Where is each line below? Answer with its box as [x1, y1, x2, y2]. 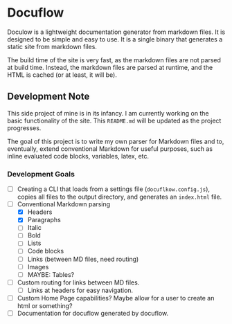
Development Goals [7, 169, 75, 179]
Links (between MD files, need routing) [27, 255, 139, 263]
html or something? [17, 301, 73, 309]
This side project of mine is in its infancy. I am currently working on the [7, 109, 209, 117]
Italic [27, 224, 42, 232]
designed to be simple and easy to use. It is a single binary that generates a [7, 35, 223, 43]
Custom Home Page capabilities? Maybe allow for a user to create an [17, 294, 215, 302]
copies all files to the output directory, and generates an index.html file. [17, 192, 222, 201]
